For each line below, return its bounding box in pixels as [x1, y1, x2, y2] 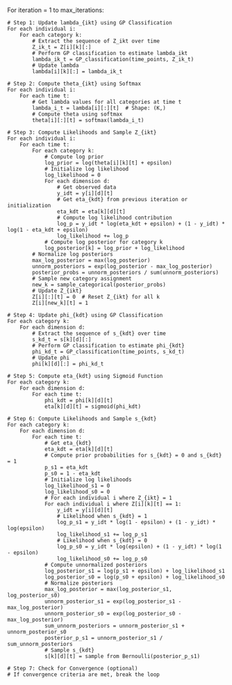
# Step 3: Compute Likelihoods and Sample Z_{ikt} [7, 129, 157, 136]
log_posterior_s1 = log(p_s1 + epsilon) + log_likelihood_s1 [44, 567, 226, 574]
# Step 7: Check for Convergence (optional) [7, 665, 138, 672]
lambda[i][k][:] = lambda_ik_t [32, 68, 123, 75]
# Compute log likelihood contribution [56, 214, 172, 221]
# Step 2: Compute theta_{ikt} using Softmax [7, 80, 141, 87]
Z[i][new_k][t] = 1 [32, 299, 89, 306]
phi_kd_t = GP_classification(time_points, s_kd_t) [32, 348, 185, 355]
